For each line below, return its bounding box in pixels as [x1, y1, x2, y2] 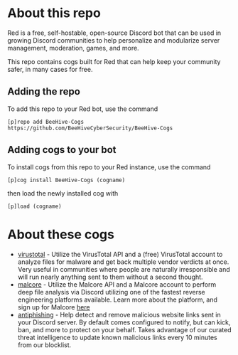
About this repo [7, 5, 101, 21]
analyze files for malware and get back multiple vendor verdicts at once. [17, 258, 229, 266]
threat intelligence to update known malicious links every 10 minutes [17, 333, 218, 341]
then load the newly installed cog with [7, 189, 119, 197]
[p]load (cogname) [7, 203, 62, 210]
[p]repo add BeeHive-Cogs [7, 118, 84, 125]
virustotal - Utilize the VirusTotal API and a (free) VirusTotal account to [17, 250, 223, 258]
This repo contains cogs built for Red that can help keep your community [7, 57, 221, 65]
